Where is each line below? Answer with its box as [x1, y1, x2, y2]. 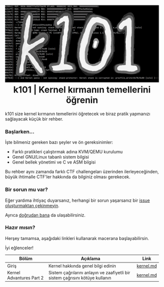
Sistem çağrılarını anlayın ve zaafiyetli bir [48, 269, 130, 275]
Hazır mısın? [5, 224, 36, 231]
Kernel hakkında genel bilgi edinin [48, 263, 116, 269]
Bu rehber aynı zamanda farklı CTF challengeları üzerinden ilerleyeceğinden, [5, 169, 159, 175]
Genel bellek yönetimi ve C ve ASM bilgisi [12, 159, 96, 165]
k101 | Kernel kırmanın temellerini [13, 84, 151, 96]
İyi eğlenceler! [5, 245, 34, 251]
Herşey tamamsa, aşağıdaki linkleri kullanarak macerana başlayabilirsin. [5, 235, 149, 241]
